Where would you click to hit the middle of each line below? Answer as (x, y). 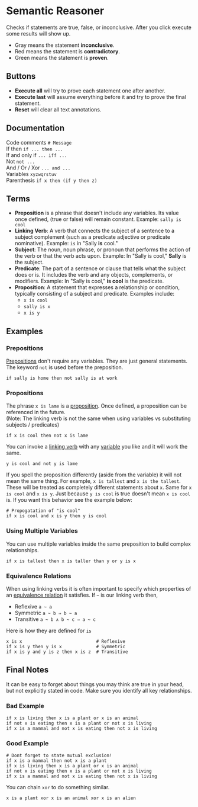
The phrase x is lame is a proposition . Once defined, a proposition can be (97, 406)
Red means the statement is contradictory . (67, 51)
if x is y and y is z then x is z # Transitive (67, 652)
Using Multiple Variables (42, 531)
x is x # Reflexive (66, 641)
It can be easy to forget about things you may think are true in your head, (95, 684)
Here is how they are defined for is (49, 630)
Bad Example (25, 706)
